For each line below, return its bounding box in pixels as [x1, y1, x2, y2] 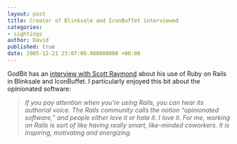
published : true [7, 43, 55, 50]
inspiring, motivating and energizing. [24, 128, 132, 137]
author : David [7, 37, 50, 44]
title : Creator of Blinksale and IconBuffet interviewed [7, 17, 179, 24]
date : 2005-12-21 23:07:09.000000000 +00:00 [7, 50, 141, 57]
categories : [7, 23, 42, 31]
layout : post [7, 10, 46, 18]
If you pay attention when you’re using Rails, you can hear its [24, 98, 204, 106]
